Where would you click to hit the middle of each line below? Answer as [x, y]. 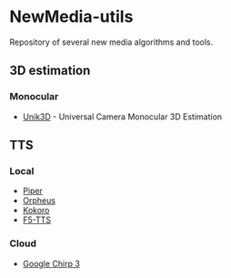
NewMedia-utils [71, 17]
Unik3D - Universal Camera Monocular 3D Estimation [122, 117]
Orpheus [39, 201]
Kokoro [36, 211]
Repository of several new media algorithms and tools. [111, 42]
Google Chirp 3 [51, 263]
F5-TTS [37, 220]
